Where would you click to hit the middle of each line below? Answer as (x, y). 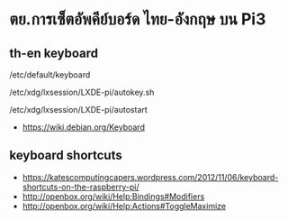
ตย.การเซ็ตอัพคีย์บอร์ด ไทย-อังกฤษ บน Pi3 (138, 19)
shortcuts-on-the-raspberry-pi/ (81, 187)
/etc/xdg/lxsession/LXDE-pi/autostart (79, 110)
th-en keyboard (54, 53)
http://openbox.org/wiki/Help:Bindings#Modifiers (113, 196)
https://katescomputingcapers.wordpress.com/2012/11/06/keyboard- (150, 177)
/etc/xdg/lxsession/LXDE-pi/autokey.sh (82, 92)
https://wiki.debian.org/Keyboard (84, 127)
